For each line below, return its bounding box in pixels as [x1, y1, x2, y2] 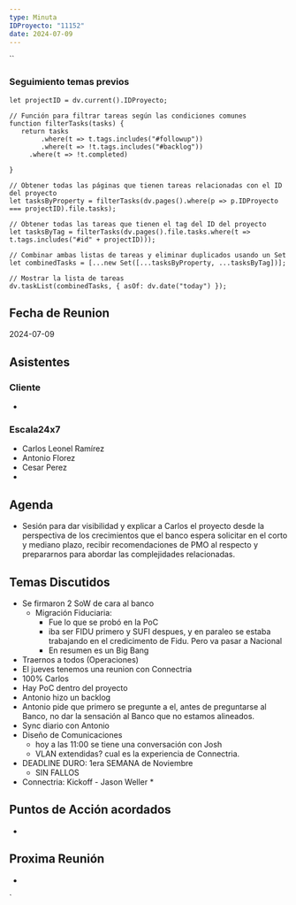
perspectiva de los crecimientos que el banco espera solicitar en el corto [21, 530, 288, 541]
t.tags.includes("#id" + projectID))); [9, 235, 156, 244]
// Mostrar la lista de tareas [9, 273, 125, 283]
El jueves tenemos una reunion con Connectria [21, 664, 193, 675]
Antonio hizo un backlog [21, 692, 111, 703]
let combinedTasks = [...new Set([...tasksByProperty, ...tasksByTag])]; [9, 258, 287, 267]
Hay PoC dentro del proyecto [21, 683, 128, 694]
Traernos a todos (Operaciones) [21, 655, 140, 665]
